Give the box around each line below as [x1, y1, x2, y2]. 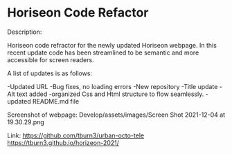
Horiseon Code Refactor [7, 5, 149, 21]
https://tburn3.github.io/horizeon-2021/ [7, 138, 120, 146]
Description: [7, 28, 42, 36]
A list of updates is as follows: [7, 69, 92, 77]
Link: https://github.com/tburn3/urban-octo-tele [7, 131, 144, 139]
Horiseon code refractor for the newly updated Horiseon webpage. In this [7, 41, 217, 49]
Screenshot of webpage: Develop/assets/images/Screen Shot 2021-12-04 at [7, 110, 226, 119]
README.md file [32, 97, 80, 105]
